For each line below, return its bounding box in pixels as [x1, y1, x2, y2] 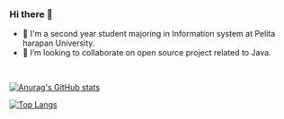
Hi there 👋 [9, 8, 54, 21]
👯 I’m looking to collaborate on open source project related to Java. [22, 47, 271, 58]
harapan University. [22, 38, 95, 48]
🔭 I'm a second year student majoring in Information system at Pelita [22, 29, 276, 39]
